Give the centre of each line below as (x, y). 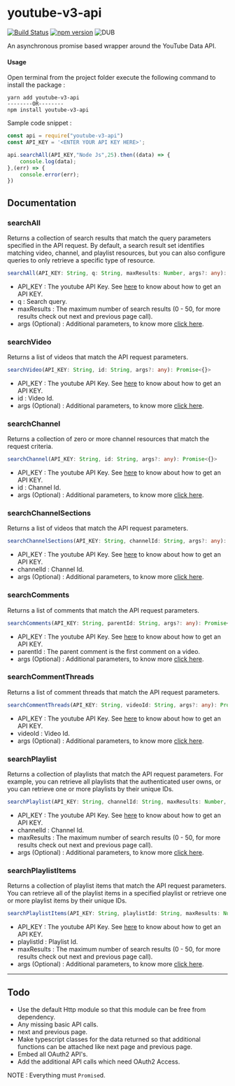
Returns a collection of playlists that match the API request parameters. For (115, 774)
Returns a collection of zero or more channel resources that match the (108, 439)
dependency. (36, 1017)
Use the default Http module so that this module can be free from (112, 1009)
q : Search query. (42, 301)
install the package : (36, 85)
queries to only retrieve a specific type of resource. (81, 260)
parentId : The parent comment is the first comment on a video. (109, 651)
